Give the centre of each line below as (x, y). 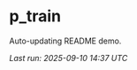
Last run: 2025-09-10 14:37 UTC (68, 58)
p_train (35, 16)
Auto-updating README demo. (65, 41)
